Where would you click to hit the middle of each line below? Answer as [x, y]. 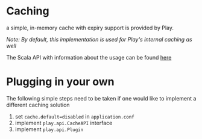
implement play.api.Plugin [49, 129]
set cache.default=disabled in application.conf [74, 116]
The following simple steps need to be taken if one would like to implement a [101, 98]
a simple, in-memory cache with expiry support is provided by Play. [90, 28]
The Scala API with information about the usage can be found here [89, 57]
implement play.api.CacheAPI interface [64, 123]
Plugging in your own [60, 82]
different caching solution [38, 105]
